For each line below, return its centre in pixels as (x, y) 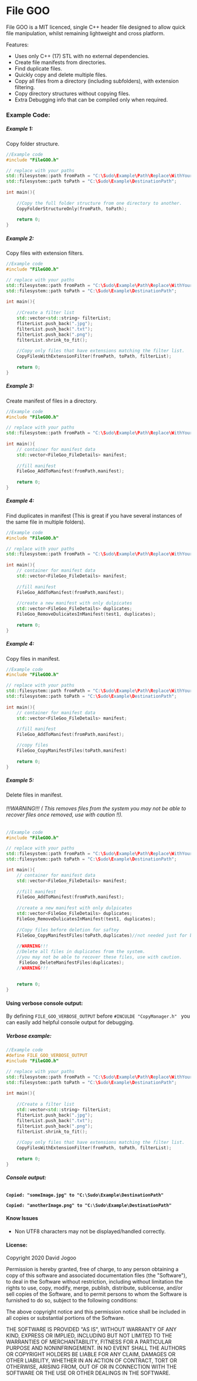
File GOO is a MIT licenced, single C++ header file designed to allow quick (96, 27)
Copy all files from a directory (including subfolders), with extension (96, 81)
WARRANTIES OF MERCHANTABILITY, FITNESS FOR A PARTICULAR (89, 1342)
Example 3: (20, 386)
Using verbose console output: (45, 1003)
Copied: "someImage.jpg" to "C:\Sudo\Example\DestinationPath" (85, 1195)
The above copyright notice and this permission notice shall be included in (96, 1312)
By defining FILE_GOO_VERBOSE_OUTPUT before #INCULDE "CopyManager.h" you (98, 1016)
